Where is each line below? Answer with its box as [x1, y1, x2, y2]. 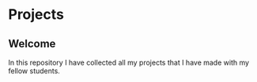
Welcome [8, 37, 56, 50]
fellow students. [8, 66, 61, 76]
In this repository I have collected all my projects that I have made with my [8, 58, 250, 67]
